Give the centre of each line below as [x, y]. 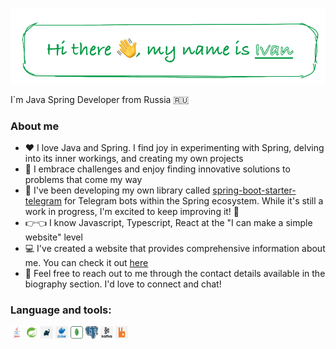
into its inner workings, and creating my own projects [134, 159]
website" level [53, 237]
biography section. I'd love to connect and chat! [123, 284]
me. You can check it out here [86, 263]
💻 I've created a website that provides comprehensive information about [175, 249]
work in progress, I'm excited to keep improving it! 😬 [132, 212]
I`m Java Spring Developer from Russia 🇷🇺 [100, 99]
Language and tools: [61, 310]
